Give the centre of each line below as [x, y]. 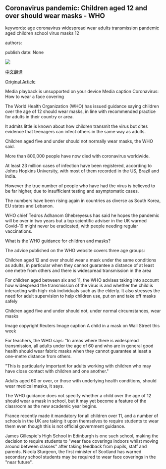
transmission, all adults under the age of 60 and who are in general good [79, 346]
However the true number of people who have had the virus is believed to [80, 186]
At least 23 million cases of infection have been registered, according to [79, 165]
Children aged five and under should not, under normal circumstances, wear [83, 311]
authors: [14, 43]
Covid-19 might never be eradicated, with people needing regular [72, 226]
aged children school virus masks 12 [42, 33]
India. [11, 176]
